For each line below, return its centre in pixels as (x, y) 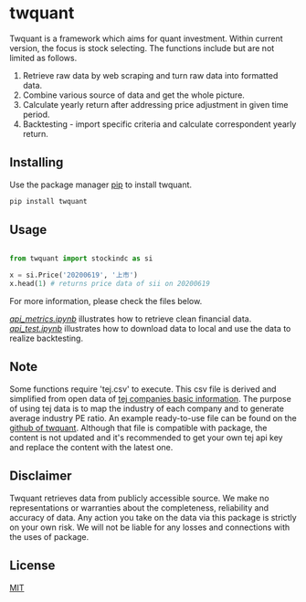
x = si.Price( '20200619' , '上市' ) (74, 275)
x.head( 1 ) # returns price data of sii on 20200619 (110, 284)
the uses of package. (49, 536)
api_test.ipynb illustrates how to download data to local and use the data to (150, 329)
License (32, 566)
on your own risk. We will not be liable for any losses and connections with (150, 527)
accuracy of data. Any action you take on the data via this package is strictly (153, 517)
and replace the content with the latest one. (91, 447)
